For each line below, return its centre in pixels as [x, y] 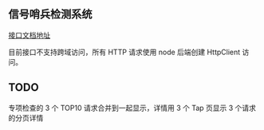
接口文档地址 [29, 35]
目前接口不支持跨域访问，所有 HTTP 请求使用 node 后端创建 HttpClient [124, 52]
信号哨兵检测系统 [50, 14]
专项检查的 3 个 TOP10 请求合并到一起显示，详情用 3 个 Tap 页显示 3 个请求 [132, 108]
